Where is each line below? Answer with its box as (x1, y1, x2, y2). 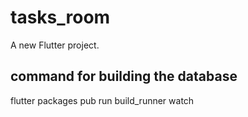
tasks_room (10, 6, 111, 29)
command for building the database (10, 68, 238, 85)
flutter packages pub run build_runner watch (10, 94, 195, 106)
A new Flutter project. (10, 39, 100, 51)
